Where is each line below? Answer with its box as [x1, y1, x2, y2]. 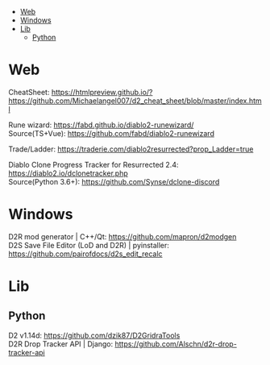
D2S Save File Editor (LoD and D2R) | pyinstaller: [8, 240, 169, 250]
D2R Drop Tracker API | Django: [8, 338, 114, 349]
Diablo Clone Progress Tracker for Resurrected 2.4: [8, 160, 179, 169]
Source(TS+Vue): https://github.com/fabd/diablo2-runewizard [8, 128, 215, 138]
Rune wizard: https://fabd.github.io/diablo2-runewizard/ [8, 120, 194, 130]
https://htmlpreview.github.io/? [51, 87, 153, 97]
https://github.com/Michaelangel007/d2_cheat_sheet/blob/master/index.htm [8, 96, 262, 106]
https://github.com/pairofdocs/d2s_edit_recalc [8, 249, 163, 259]
